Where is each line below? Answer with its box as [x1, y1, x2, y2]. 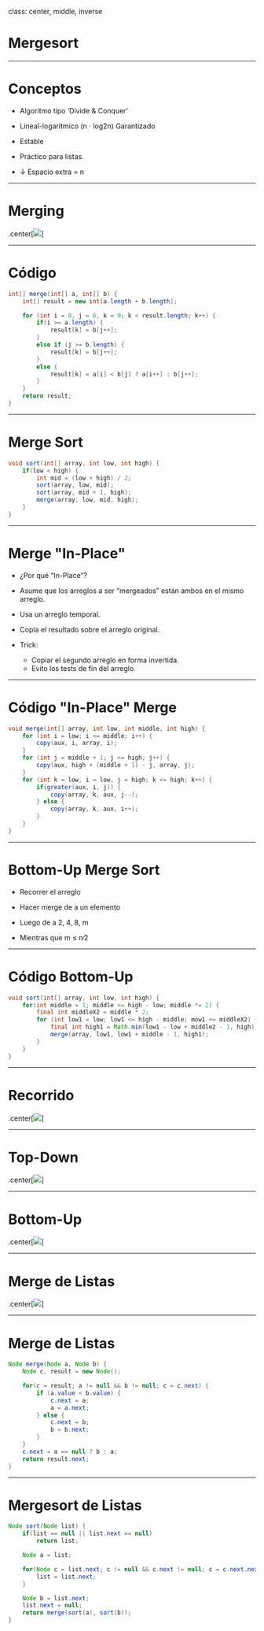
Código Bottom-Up [8, 968, 134, 985]
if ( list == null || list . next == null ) [22, 1529, 153, 1538]
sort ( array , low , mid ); [36, 481, 114, 489]
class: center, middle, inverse [8, 7, 103, 16]
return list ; [36, 1537, 79, 1545]
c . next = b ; [49, 1418, 90, 1426]
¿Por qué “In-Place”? [19, 570, 88, 580]
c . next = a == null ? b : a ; [22, 1448, 118, 1455]
